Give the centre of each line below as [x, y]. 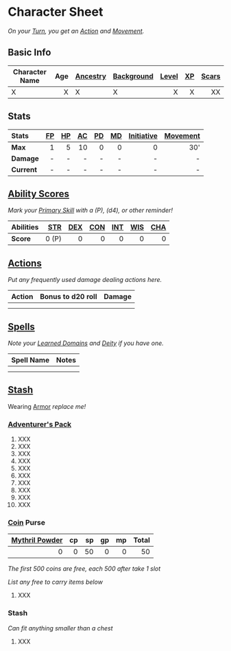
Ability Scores [39, 194]
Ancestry [91, 76]
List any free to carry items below [56, 582]
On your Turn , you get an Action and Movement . [76, 31]
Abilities [25, 227]
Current [24, 169]
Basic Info [29, 52]
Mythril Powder [37, 541]
